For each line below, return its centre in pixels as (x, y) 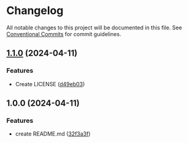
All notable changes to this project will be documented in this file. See (94, 28)
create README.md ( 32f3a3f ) (53, 134)
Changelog (35, 11)
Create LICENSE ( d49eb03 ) (50, 84)
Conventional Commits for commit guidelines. (64, 34)
